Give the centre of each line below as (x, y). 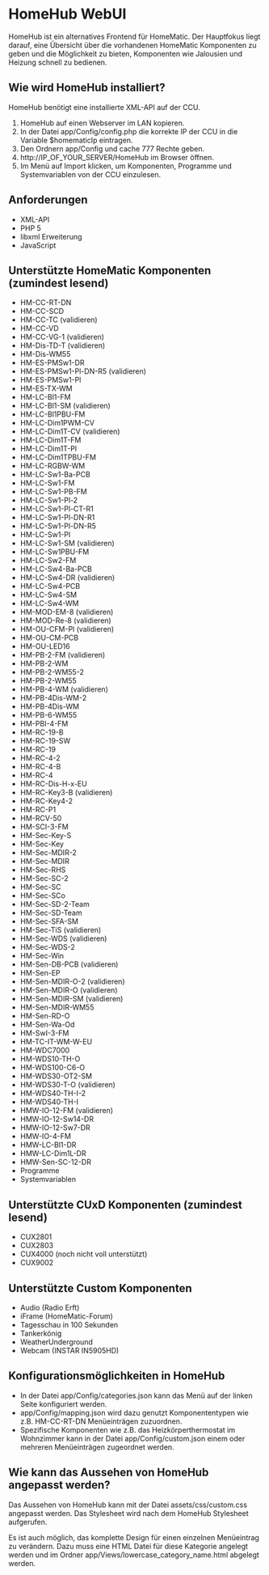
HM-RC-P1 (38, 810)
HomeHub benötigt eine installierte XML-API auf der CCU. (104, 107)
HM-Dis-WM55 (45, 354)
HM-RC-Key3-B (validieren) (66, 793)
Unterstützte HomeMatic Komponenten (110, 271)
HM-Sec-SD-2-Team (55, 904)
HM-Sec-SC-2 (44, 879)
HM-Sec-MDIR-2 (48, 853)
